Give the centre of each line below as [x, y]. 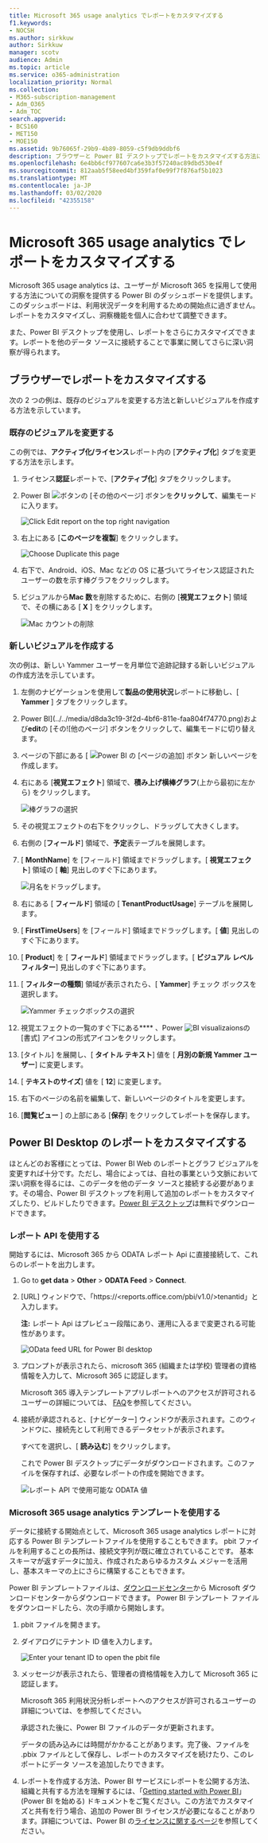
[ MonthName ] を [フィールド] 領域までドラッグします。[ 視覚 [122, 859]
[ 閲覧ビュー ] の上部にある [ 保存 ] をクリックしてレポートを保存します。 [137, 1115]
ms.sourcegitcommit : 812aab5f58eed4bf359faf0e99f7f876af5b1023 [116, 171]
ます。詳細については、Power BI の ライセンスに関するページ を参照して [136, 1821]
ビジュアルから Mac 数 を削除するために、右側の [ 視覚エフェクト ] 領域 [134, 596]
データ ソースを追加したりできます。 [108, 1764]
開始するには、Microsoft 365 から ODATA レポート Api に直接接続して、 [127, 1254]
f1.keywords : [31, 23]
